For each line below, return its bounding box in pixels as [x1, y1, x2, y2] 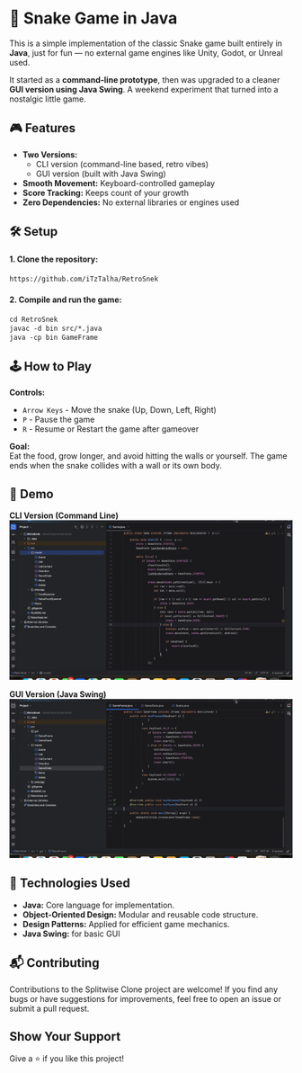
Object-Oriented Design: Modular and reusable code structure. [22, 908, 259, 920]
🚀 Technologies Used [9, 876, 130, 891]
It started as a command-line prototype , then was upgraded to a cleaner [9, 74, 280, 85]
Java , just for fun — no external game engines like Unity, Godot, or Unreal [9, 47, 283, 58]
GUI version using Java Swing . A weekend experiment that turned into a [9, 84, 279, 94]
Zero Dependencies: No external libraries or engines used [22, 197, 240, 208]
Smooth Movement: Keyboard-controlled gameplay [22, 177, 216, 188]
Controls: [9, 387, 46, 398]
